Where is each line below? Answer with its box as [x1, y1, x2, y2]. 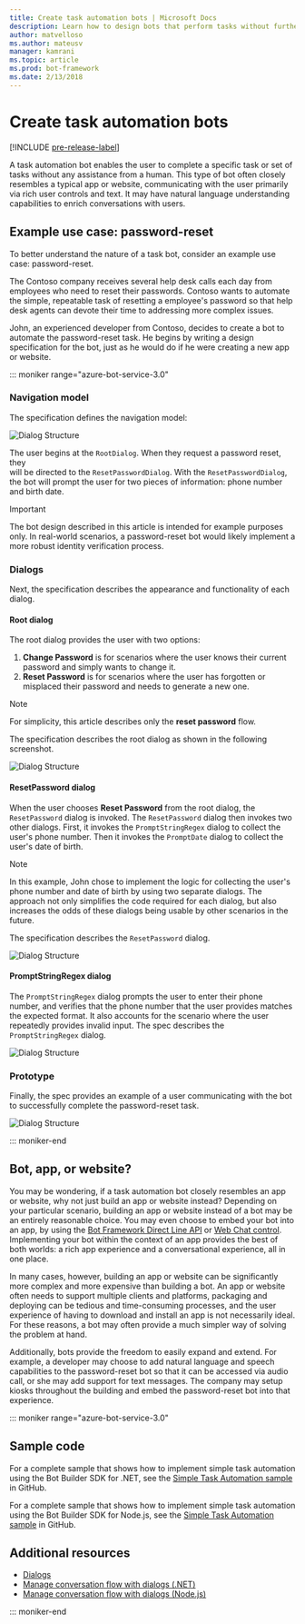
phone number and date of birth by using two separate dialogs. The [9, 885, 262, 896]
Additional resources [9, 1546, 131, 1561]
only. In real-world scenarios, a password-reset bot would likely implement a [9, 531, 296, 542]
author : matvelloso [9, 30, 84, 39]
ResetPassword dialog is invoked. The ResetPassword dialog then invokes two [9, 812, 292, 822]
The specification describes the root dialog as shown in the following [9, 733, 268, 745]
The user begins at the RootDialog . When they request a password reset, [9, 447, 281, 458]
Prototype [9, 1070, 55, 1082]
